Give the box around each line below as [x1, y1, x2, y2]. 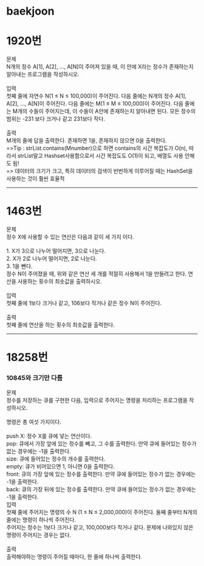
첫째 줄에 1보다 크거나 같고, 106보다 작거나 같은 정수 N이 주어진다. [6, 300, 162, 307]
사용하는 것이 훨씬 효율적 [6, 175, 65, 182]
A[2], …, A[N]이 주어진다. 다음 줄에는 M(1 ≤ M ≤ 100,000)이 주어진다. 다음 [6, 100, 184, 107]
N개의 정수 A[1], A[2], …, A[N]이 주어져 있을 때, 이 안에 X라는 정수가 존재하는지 [6, 63, 194, 71]
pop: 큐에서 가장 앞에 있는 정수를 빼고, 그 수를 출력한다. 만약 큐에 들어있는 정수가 [6, 440, 197, 447]
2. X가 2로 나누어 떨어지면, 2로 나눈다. [6, 255, 97, 263]
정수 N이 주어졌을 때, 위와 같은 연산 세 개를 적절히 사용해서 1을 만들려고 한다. [6, 270, 187, 278]
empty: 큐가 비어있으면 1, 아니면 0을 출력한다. [6, 462, 115, 470]
